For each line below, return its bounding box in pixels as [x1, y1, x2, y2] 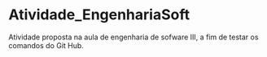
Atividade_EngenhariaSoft [8, 6, 190, 24]
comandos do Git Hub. [8, 40, 84, 50]
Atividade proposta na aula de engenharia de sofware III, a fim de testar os [8, 32, 259, 42]
